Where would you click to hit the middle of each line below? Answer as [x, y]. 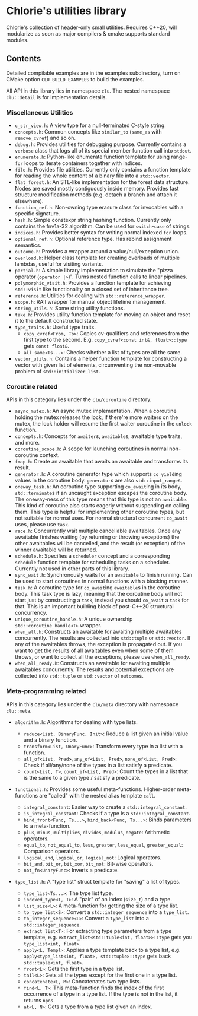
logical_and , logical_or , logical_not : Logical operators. [92, 857]
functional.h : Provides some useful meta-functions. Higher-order [95, 789]
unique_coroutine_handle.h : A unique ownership [74, 619]
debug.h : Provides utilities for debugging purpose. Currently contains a [100, 144]
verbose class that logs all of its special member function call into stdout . [103, 151]
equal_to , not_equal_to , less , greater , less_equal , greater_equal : [103, 844]
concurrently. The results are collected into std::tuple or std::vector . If [103, 638]
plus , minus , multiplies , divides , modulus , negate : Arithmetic [97, 832]
